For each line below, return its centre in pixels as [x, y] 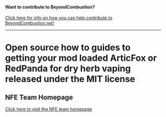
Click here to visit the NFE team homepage [49, 109]
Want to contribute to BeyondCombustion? [50, 7]
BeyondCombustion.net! [30, 23]
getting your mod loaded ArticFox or [81, 58]
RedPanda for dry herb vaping [68, 69]
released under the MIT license [70, 79]
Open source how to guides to [68, 48]
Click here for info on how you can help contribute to [59, 18]
